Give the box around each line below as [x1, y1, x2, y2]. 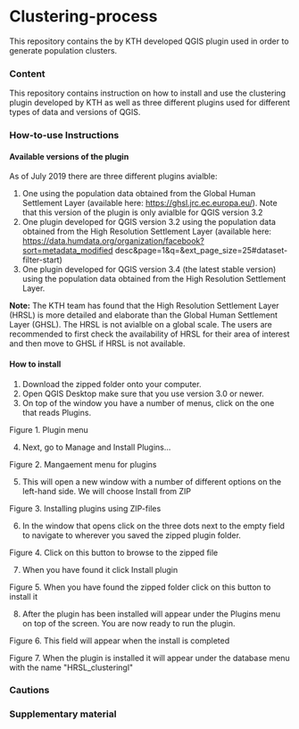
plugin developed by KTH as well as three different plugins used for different [9, 97, 290, 108]
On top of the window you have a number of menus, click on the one [21, 397, 275, 408]
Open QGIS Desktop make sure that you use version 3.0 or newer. [21, 388, 265, 399]
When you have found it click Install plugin [21, 564, 179, 575]
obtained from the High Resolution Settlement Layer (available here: [21, 226, 272, 237]
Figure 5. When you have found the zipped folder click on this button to [9, 582, 271, 592]
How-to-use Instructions [9, 129, 120, 142]
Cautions [9, 684, 50, 697]
